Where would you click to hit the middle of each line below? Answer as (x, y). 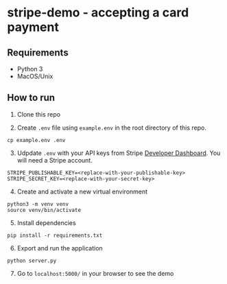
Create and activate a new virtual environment (82, 191)
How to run (31, 98)
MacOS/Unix (35, 76)
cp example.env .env (37, 140)
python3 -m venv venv (38, 204)
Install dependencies (47, 223)
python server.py (32, 261)
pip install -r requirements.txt (55, 235)
